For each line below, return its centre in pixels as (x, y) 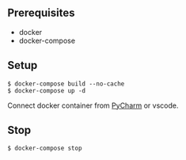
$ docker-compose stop (45, 149)
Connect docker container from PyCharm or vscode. (93, 105)
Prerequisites (41, 13)
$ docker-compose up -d (47, 90)
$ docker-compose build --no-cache (66, 84)
